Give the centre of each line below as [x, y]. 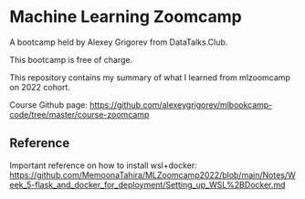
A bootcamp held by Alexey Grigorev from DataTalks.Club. [119, 42]
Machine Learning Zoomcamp [126, 17]
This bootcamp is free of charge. [71, 59]
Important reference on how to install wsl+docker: [104, 165]
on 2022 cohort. [40, 87]
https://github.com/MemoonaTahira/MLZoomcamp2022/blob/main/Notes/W [153, 174]
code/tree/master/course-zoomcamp [79, 114]
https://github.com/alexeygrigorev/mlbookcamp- [181, 105]
